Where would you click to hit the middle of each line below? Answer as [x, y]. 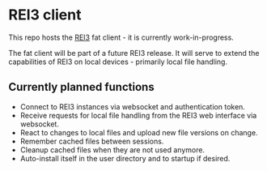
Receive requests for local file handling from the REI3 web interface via [138, 115]
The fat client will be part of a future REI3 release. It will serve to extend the [134, 53]
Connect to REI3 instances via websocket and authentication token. [132, 106]
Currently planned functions [82, 87]
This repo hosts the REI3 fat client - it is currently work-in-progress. [121, 37]
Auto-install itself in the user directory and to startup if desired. [125, 158]
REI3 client [45, 15]
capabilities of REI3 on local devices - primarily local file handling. [118, 62]
